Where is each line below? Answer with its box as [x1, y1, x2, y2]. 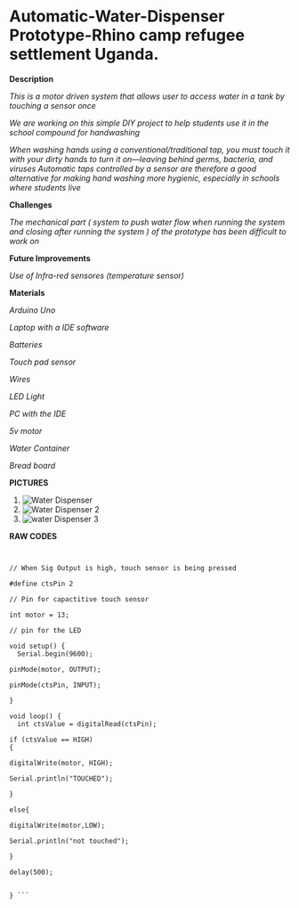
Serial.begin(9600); [17, 649, 93, 659]
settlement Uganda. [9, 45, 159, 64]
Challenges [9, 199, 53, 210]
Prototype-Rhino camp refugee [9, 25, 245, 45]
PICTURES [9, 477, 49, 487]
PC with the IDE [9, 408, 67, 419]
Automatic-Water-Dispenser [9, 6, 225, 27]
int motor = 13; [9, 610, 69, 619]
